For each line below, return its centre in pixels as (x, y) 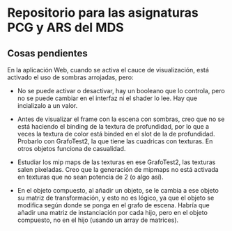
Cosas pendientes (48, 53)
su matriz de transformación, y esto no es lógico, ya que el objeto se (116, 198)
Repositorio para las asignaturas (103, 13)
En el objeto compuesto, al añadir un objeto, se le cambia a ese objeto (118, 190)
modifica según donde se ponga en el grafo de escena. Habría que (114, 205)
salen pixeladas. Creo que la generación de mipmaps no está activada (118, 169)
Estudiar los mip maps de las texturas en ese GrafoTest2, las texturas (116, 162)
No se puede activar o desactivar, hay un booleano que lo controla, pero (121, 91)
